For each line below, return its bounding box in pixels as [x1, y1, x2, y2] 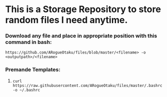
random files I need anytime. [5, 14, 128, 26]
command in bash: [5, 39, 52, 46]
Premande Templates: [5, 66, 61, 73]
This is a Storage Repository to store [5, 4, 161, 15]
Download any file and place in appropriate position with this [5, 32, 157, 39]
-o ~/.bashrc [12, 87, 40, 92]
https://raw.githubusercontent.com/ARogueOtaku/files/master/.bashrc [12, 83, 163, 88]
